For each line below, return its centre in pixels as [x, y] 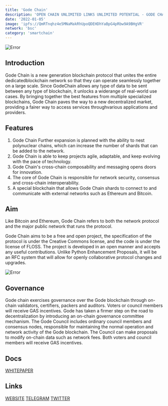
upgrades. [16, 263]
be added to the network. [38, 151]
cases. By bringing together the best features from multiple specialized [78, 96]
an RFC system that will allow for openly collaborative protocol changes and [83, 257]
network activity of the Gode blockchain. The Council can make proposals [81, 332]
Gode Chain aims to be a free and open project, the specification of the [78, 236]
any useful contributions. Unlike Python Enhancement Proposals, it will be [81, 252]
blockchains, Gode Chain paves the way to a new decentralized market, [79, 102]
